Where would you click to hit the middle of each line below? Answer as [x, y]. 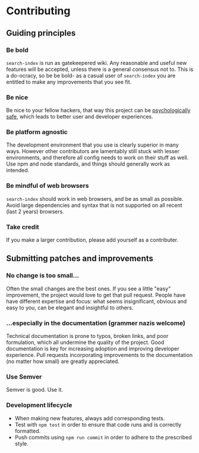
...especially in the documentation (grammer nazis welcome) [96, 323]
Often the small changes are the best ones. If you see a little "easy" [89, 288]
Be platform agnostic [37, 132]
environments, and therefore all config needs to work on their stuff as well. [97, 158]
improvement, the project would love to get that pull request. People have [96, 295]
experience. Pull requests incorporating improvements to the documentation [99, 355]
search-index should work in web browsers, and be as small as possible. [95, 198]
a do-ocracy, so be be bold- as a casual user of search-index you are [91, 75]
